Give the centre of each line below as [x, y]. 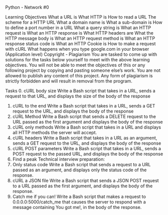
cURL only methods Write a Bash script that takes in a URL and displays [87, 127]
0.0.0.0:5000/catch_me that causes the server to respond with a [79, 202]
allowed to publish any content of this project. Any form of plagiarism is [79, 76]
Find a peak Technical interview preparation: [59, 159]
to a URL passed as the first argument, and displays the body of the [82, 186]
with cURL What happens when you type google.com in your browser [77, 49]
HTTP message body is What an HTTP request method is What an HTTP [80, 38]
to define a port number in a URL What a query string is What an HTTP [78, 28]
